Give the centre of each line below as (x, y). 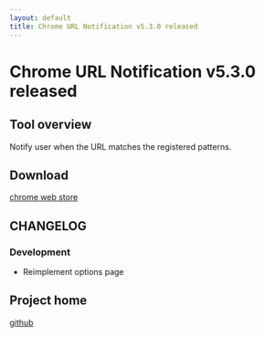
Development (40, 252)
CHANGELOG (48, 226)
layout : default (40, 18)
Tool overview (51, 125)
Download (39, 175)
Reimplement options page (74, 272)
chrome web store (44, 197)
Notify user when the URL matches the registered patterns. (121, 146)
